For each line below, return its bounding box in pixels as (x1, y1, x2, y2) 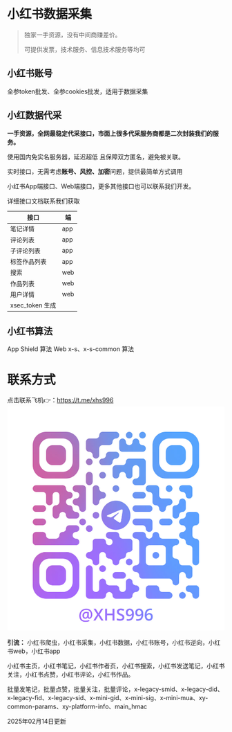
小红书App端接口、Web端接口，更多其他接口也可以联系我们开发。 (7, 181, 195, 190)
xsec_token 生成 (10, 301, 57, 310)
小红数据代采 (7, 109, 62, 121)
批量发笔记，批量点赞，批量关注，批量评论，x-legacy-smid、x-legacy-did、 (7, 685, 224, 693)
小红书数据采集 (7, 6, 93, 22)
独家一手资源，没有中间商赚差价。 (23, 30, 122, 39)
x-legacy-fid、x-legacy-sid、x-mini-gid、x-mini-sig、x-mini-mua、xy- (7, 694, 209, 702)
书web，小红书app (7, 647, 61, 655)
